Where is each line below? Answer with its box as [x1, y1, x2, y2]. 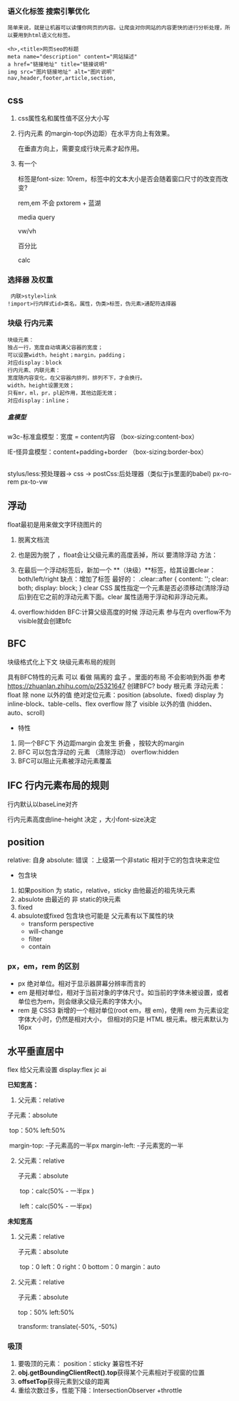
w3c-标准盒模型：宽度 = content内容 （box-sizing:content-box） [7, 432, 198, 440]
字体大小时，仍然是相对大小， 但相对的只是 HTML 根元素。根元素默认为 [17, 1015, 229, 1023]
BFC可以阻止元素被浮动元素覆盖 [17, 757, 112, 765]
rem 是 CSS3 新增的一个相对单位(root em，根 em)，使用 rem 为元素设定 [17, 1006, 230, 1014]
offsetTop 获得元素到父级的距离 [17, 1377, 111, 1385]
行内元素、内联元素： [7, 366, 61, 374]
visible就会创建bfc [17, 616, 72, 625]
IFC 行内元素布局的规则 [7, 779, 109, 791]
